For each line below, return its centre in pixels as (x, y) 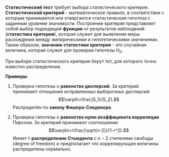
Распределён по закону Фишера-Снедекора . (62, 107)
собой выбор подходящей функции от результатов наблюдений (75, 29)
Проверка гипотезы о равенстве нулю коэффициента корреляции (86, 117)
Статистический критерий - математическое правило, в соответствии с (85, 13)
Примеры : (17, 76)
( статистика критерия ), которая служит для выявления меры (73, 34)
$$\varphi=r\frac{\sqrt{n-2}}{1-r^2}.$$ (89, 130)
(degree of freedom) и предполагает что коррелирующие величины (86, 143)
